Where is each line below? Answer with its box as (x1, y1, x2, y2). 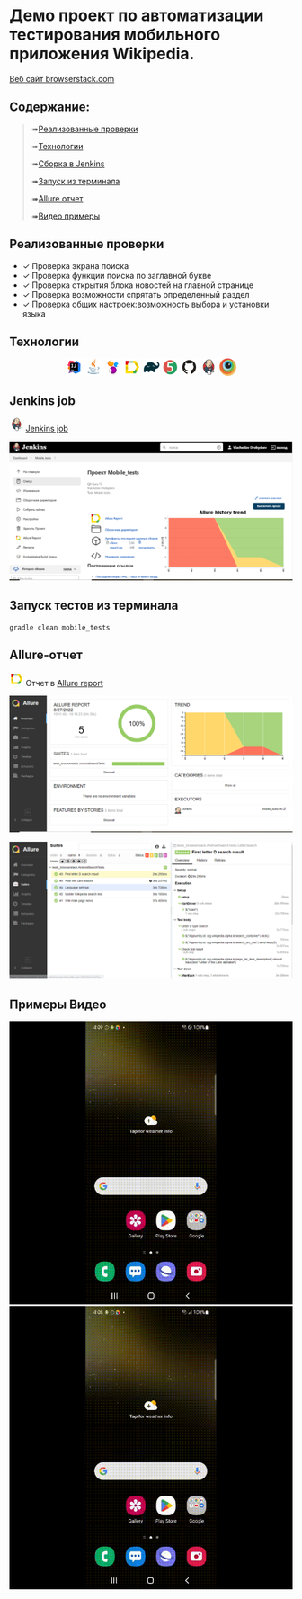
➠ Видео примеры (31, 210, 101, 221)
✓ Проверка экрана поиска (22, 260, 129, 271)
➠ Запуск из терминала (31, 175, 120, 186)
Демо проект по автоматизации (9, 5, 264, 26)
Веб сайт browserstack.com (9, 73, 115, 84)
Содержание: (9, 100, 91, 115)
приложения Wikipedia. (9, 44, 195, 64)
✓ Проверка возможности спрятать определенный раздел (22, 289, 250, 299)
